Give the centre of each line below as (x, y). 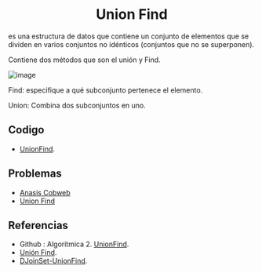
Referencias (38, 225)
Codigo (26, 130)
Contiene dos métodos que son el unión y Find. (84, 60)
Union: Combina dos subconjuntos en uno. (77, 105)
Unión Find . (38, 253)
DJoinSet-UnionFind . (53, 261)
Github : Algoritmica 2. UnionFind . (74, 244)
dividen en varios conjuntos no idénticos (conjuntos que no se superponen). (131, 44)
